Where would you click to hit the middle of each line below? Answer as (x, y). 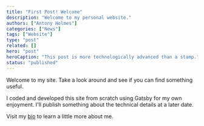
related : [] (21, 46)
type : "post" (23, 40)
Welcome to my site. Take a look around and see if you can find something (100, 80)
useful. (15, 86)
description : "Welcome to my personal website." (69, 18)
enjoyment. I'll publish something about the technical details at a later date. (100, 104)
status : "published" (32, 62)
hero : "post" (23, 51)
